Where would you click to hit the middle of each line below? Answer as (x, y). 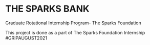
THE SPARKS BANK (47, 9)
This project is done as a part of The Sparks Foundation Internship (75, 32)
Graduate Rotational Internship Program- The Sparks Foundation (73, 23)
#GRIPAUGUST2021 (26, 38)
